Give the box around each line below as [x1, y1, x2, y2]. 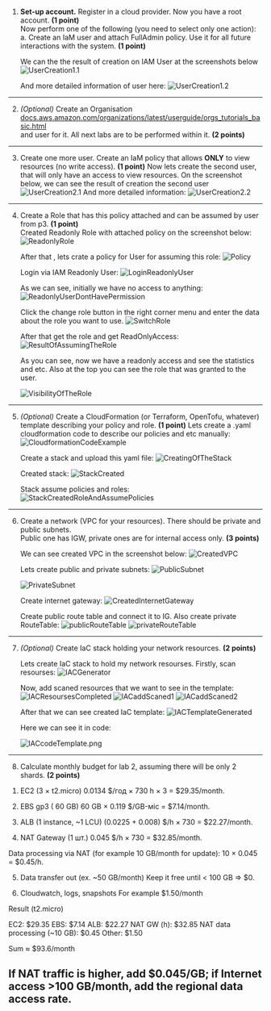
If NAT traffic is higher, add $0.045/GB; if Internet [8, 967, 262, 981]
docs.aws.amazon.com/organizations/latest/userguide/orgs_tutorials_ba [19, 113, 261, 122]
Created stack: [19, 469, 69, 478]
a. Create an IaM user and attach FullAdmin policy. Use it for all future [19, 32, 252, 42]
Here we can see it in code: [19, 723, 111, 733]
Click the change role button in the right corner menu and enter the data [19, 307, 260, 317]
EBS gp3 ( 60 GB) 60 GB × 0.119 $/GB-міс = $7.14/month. [19, 802, 211, 811]
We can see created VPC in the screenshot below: [19, 549, 187, 558]
